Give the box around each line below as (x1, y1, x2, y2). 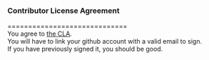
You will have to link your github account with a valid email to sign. (7, 37, 202, 46)
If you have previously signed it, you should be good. (7, 45, 163, 54)
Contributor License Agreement (7, 6, 120, 16)
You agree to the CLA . (7, 29, 73, 38)
